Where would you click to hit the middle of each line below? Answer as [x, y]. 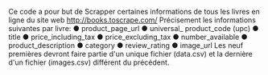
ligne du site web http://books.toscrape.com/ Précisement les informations [132, 20]
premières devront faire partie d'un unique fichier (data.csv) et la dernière [131, 54]
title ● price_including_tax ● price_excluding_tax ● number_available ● [128, 37]
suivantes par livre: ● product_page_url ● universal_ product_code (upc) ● [134, 28]
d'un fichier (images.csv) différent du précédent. [89, 62]
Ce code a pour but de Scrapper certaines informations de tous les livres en [134, 12]
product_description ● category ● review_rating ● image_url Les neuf [126, 45]
